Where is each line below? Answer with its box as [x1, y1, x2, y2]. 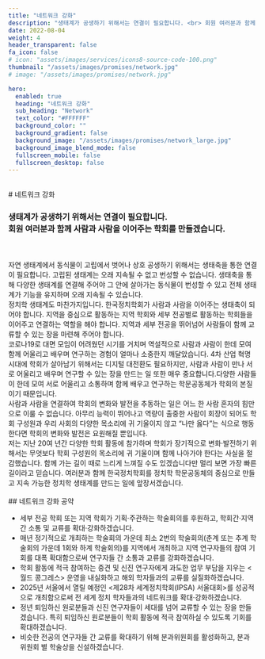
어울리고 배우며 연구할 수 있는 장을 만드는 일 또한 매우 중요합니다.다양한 [16, 369, 236, 378]
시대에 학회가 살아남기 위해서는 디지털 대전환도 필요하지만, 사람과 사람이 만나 [8, 358, 245, 369]
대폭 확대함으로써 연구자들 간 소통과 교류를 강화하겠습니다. [34, 553, 215, 562]
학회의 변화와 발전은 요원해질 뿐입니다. [28, 428, 148, 438]
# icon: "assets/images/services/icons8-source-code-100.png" [8, 56, 218, 64]
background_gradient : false [15, 129, 108, 137]
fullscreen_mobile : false [15, 151, 101, 159]
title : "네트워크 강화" [8, 11, 77, 20]
